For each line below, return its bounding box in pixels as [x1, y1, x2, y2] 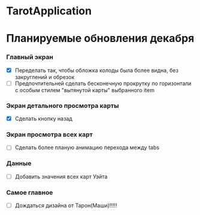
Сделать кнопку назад [14, 115, 73, 122]
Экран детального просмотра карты [6, 101, 119, 110]
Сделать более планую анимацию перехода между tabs [14, 144, 160, 151]
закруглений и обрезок [14, 73, 75, 80]
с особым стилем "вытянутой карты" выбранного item [14, 86, 154, 93]
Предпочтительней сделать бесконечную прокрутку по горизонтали [14, 80, 192, 87]
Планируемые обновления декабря [6, 32, 195, 46]
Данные [6, 159, 32, 168]
